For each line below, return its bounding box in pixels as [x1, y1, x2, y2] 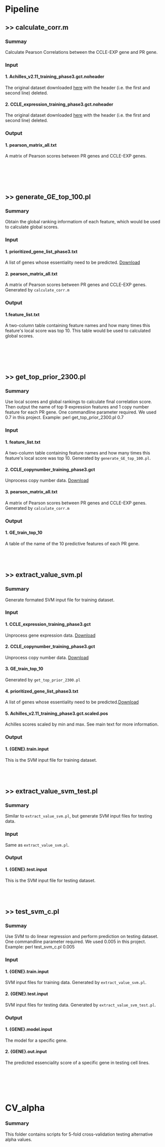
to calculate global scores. [5, 224, 59, 230]
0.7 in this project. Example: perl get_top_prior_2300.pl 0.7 [5, 414, 124, 420]
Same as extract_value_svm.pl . [5, 842, 70, 848]
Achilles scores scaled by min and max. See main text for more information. [5, 721, 159, 727]
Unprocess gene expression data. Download [5, 632, 95, 638]
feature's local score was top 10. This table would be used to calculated [5, 328, 151, 334]
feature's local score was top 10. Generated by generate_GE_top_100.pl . [5, 455, 151, 461]
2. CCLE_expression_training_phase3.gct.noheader [5, 101, 114, 107]
